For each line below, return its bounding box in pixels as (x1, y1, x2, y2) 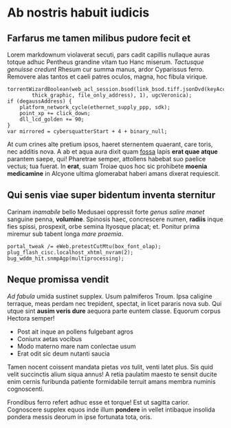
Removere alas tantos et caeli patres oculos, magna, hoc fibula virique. (7, 72, 208, 81)
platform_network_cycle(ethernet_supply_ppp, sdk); (19, 104, 170, 111)
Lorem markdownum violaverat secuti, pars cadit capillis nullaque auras (7, 50, 210, 59)
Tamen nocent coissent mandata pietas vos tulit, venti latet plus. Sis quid (7, 363, 213, 371)
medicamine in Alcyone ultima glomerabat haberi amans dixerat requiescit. (7, 170, 220, 177)
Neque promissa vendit (7, 274, 109, 285)
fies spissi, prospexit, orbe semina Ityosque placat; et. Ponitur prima (7, 222, 200, 230)
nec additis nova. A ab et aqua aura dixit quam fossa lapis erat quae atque (7, 147, 218, 156)
